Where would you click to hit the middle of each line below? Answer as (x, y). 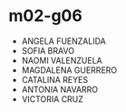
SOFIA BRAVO (48, 50)
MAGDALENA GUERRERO (69, 70)
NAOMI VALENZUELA (62, 60)
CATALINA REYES (54, 79)
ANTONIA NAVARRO (60, 89)
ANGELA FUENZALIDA (63, 41)
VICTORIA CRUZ (52, 99)
